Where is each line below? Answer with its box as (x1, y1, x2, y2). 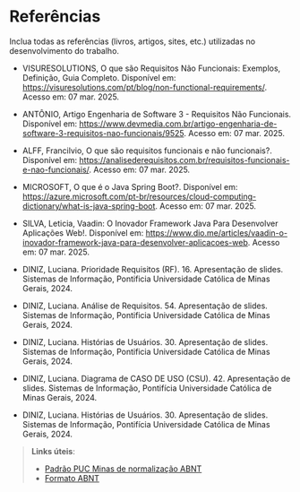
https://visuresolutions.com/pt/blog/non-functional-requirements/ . (21, 82, 267, 92)
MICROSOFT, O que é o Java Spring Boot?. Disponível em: (21, 181, 238, 192)
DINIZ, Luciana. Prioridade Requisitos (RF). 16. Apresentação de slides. (21, 263, 284, 274)
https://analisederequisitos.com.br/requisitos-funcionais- (79, 154, 290, 165)
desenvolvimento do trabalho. (9, 45, 119, 56)
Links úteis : (30, 445, 76, 456)
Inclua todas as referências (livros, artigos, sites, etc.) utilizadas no (9, 36, 256, 47)
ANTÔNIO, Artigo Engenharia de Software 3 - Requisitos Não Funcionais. (21, 108, 292, 119)
